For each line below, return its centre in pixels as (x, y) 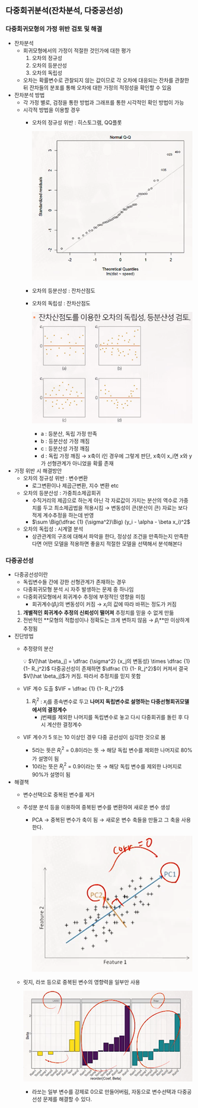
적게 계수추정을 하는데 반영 (63, 515)
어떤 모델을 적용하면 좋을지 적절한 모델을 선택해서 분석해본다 (113, 544)
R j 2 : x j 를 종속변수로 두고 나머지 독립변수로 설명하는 (91, 702)
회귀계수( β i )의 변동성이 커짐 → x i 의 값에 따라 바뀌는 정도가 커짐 (104, 605)
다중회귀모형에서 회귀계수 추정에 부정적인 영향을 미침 (84, 597)
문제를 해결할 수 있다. (68, 1099)
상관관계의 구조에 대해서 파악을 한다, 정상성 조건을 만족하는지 (102, 536)
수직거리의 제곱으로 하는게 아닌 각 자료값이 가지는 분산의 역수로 (105, 500)
